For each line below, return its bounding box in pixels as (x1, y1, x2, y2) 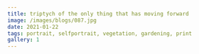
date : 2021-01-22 (7, 23, 59, 30)
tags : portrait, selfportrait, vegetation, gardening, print (7, 29, 193, 37)
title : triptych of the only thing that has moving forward (7, 10, 190, 18)
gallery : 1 (7, 36, 40, 43)
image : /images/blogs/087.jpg (7, 17, 97, 24)
